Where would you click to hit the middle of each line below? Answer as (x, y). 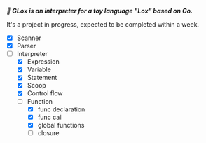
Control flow (45, 93)
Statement (42, 78)
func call (50, 117)
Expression (43, 62)
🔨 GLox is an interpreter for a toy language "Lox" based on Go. (100, 11)
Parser (26, 46)
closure (49, 132)
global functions (61, 125)
